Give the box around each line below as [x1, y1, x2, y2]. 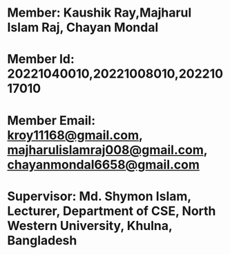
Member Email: [7, 112, 96, 128]
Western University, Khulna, [7, 218, 173, 234]
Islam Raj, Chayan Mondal [7, 19, 159, 35]
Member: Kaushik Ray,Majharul [7, 5, 192, 21]
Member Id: [7, 51, 75, 67]
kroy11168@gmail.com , [7, 127, 143, 143]
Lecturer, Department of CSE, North [7, 203, 216, 219]
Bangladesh [7, 232, 77, 248]
